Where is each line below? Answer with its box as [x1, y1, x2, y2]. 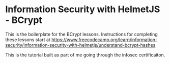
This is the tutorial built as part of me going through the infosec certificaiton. [5, 52, 165, 58]
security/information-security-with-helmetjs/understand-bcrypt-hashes [5, 42, 156, 48]
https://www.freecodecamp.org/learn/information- [51, 37, 158, 43]
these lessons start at [5, 37, 51, 43]
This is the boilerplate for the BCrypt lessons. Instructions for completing [5, 31, 158, 37]
